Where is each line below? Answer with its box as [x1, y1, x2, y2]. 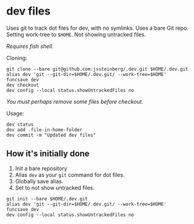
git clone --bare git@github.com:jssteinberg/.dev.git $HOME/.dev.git [6, 66, 189, 72]
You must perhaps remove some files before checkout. [6, 98, 144, 105]
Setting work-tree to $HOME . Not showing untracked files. [6, 30, 147, 38]
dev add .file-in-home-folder [6, 126, 83, 133]
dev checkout [6, 82, 39, 88]
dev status [6, 121, 34, 127]
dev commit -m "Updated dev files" [6, 132, 96, 138]
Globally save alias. [15, 177, 64, 185]
